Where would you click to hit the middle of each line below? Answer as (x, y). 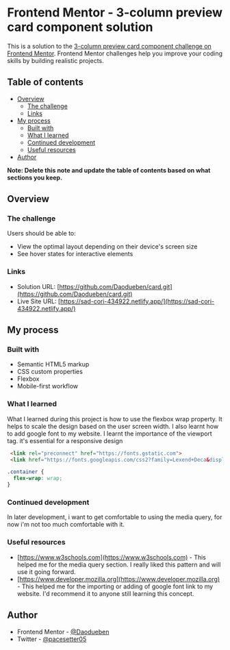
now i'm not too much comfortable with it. (66, 525)
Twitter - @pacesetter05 (52, 639)
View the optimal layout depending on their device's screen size (107, 247)
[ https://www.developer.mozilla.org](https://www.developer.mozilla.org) (118, 579)
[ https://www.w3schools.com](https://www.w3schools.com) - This (112, 557)
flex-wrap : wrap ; (38, 478)
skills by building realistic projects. (55, 60)
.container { (26, 472)
